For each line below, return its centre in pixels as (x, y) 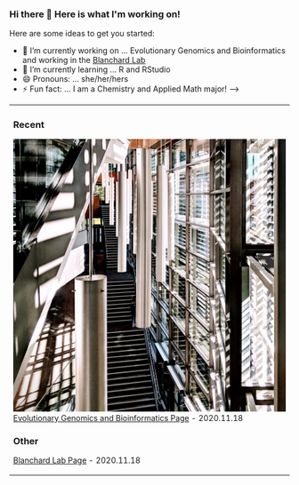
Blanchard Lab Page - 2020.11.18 (77, 460)
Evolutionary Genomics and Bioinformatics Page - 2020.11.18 (128, 417)
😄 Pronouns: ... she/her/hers (75, 79)
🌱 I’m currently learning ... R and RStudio (96, 69)
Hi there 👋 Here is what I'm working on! (95, 14)
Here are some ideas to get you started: (82, 34)
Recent (28, 124)
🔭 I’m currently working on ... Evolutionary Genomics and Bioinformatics (154, 51)
